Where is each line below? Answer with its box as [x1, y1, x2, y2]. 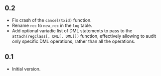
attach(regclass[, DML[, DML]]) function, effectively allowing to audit [11, 33, 157, 39]
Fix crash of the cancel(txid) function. [11, 17, 92, 23]
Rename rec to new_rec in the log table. [11, 22, 93, 28]
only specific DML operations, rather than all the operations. [11, 38, 136, 44]
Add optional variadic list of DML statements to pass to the [11, 27, 133, 34]
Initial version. [11, 66, 41, 72]
